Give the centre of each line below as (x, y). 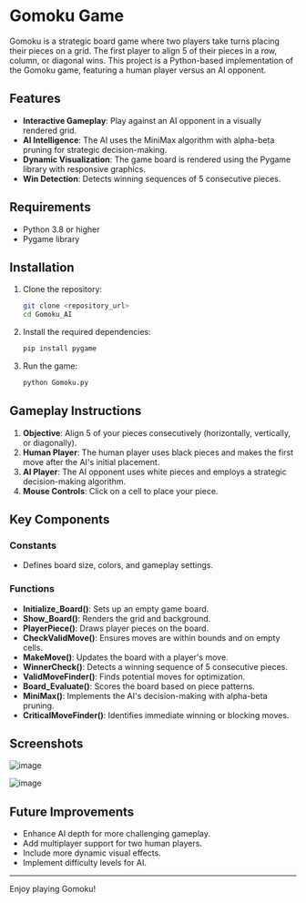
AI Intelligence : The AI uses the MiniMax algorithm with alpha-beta (148, 140)
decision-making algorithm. (74, 481)
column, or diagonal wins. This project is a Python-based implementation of (152, 60)
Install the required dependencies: (87, 332)
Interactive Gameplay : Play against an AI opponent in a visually (142, 120)
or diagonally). (50, 442)
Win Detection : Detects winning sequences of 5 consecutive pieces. (152, 178)
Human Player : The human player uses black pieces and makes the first (158, 452)
